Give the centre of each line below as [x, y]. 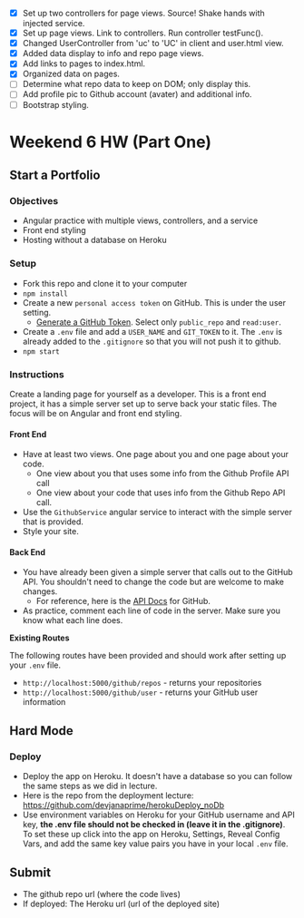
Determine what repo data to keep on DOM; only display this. [137, 84]
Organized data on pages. [71, 74]
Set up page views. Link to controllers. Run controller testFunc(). [143, 33]
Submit [30, 872]
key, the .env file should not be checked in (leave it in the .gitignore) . [154, 825]
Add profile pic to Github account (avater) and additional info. [137, 94]
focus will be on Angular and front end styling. [96, 414]
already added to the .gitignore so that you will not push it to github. [152, 341]
